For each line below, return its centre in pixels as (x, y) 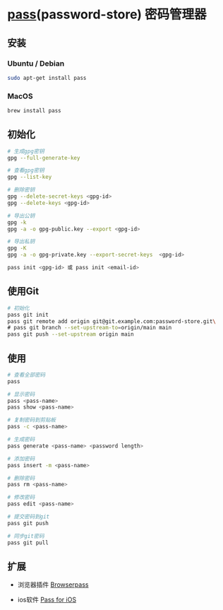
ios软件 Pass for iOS (47, 600)
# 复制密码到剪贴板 (32, 420)
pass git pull (28, 542)
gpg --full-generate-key (44, 158)
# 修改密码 (21, 498)
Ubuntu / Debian (36, 63)
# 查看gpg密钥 (26, 170)
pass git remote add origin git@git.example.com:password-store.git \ (112, 321)
